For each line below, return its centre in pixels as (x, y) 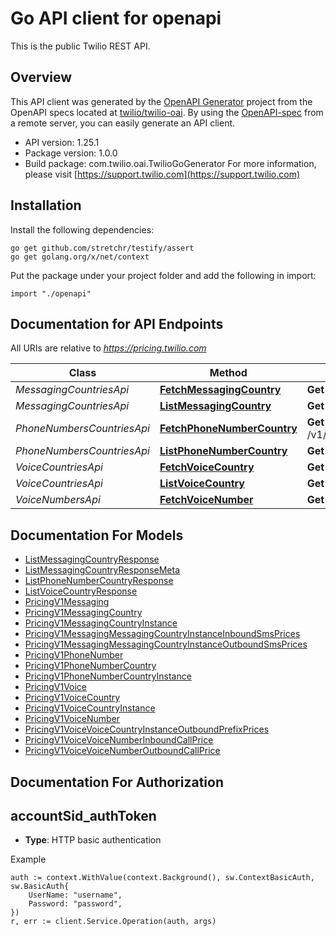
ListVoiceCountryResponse (81, 591)
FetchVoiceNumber (206, 500)
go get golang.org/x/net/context (80, 257)
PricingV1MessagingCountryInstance (101, 623)
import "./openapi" (51, 293)
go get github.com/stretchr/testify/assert (102, 248)
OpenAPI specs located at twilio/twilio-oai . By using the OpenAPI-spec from (167, 112)
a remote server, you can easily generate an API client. (123, 123)
